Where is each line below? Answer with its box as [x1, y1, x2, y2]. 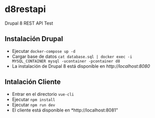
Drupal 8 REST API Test [5, 20, 53, 26]
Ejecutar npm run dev [12, 101, 56, 107]
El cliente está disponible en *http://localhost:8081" [12, 107, 118, 113]
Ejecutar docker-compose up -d [12, 48, 76, 54]
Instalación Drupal [5, 35, 63, 43]
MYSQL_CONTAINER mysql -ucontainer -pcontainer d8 [12, 59, 120, 64]
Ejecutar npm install [12, 96, 56, 102]
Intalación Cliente [5, 78, 61, 86]
